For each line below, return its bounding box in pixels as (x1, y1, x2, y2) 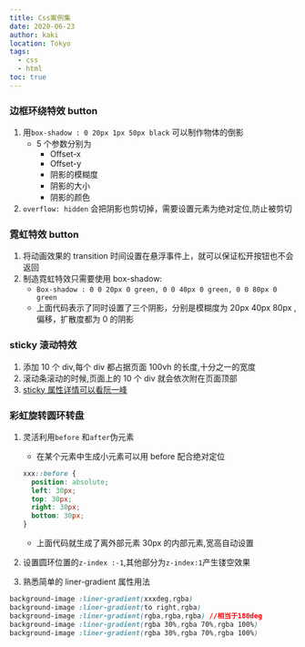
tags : (9, 47, 30, 56)
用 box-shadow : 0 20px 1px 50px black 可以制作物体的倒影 (22, 127, 244, 138)
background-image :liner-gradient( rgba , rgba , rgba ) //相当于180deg (9, 611, 262, 621)
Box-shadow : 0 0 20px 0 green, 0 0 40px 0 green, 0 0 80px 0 (36, 285, 278, 294)
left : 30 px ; (31, 486, 76, 495)
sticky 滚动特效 (9, 339, 77, 352)
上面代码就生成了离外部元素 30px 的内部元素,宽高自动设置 (36, 538, 254, 549)
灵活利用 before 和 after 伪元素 (22, 431, 135, 442)
